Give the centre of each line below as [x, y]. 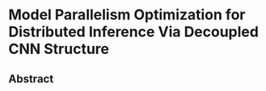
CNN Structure [59, 49]
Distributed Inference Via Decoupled [133, 32]
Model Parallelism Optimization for [127, 15]
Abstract [31, 79]
